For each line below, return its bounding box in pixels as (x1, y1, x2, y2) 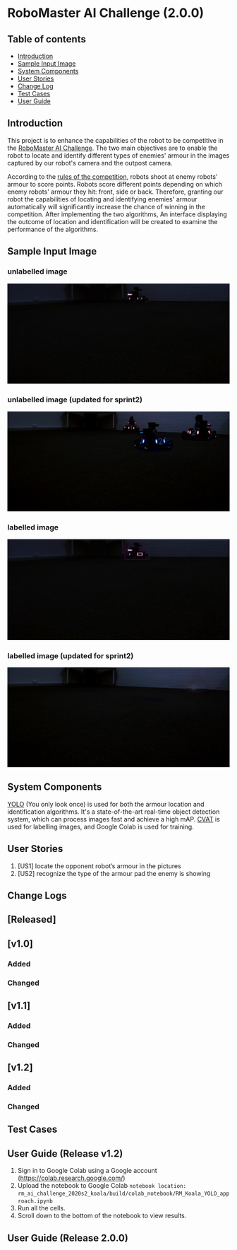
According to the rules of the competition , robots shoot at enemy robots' (7, 172, 218, 181)
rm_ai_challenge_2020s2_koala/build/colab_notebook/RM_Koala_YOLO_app (17, 1190, 230, 1198)
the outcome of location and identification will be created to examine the (7, 217, 218, 226)
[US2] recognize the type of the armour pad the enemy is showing (17, 869, 211, 877)
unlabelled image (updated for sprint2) (7, 395, 143, 404)
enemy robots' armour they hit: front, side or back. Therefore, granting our (7, 187, 224, 196)
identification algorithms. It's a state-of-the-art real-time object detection (7, 807, 220, 816)
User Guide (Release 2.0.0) (7, 1232, 128, 1244)
